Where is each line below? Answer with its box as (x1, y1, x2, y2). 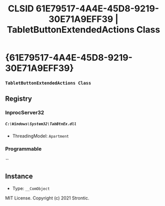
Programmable (5, 145, 42, 152)
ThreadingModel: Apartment (12, 133, 69, 139)
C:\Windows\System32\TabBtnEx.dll (5, 122, 77, 127)
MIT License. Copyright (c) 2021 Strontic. (5, 195, 89, 201)
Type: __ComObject (12, 185, 50, 191)
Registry (5, 94, 32, 103)
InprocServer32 (5, 109, 45, 116)
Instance (5, 172, 33, 181)
